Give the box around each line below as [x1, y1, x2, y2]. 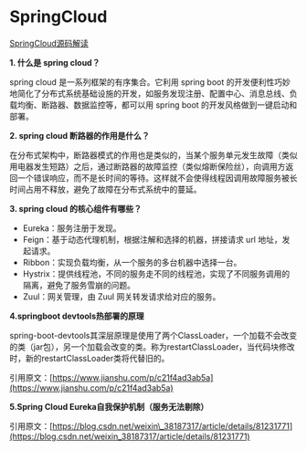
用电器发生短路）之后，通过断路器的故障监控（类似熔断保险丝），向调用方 [9, 161, 286, 172]
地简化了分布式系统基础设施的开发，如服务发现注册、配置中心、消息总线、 [9, 88, 290, 99]
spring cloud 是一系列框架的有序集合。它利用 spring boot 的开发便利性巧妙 [9, 76, 291, 88]
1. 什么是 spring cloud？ [9, 57, 101, 68]
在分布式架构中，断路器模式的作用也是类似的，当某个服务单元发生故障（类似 [9, 149, 298, 161]
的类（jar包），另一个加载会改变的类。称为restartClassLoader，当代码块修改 [9, 341, 295, 352]
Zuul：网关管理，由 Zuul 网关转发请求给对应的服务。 [22, 290, 221, 302]
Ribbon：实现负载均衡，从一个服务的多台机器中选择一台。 [22, 257, 242, 267]
